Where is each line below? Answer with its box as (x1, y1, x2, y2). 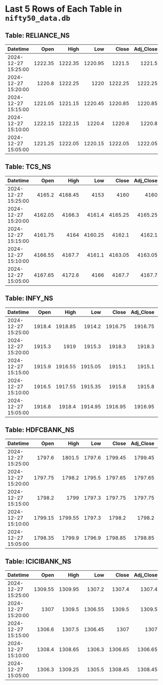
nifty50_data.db (5, 14, 70, 23)
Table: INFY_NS (5, 294, 53, 302)
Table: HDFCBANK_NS (5, 426, 74, 434)
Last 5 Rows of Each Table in (5, 3, 122, 15)
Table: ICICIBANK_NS (5, 557, 71, 565)
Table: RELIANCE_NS (5, 31, 70, 39)
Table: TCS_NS (5, 163, 51, 171)
